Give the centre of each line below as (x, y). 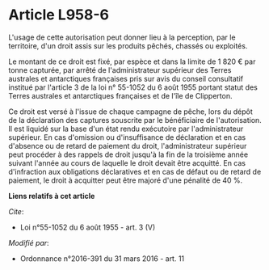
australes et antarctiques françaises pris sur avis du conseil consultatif (126, 78)
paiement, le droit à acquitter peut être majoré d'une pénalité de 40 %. (126, 180)
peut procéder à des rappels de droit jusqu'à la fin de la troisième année (128, 154)
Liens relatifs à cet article (52, 196)
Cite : (16, 211)
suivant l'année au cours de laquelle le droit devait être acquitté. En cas (127, 162)
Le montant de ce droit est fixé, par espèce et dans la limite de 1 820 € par (132, 61)
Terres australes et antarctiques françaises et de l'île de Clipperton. (120, 95)
